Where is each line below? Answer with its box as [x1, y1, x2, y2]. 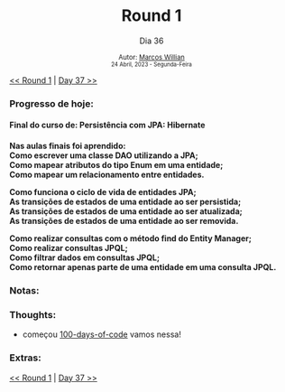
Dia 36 [139, 35, 164, 46]
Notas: [9, 284, 40, 296]
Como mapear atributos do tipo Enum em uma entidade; [9, 160, 224, 171]
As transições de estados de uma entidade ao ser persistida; [9, 196, 242, 208]
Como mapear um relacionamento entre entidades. [9, 169, 205, 181]
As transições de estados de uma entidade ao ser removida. [9, 216, 239, 227]
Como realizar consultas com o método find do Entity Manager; [9, 233, 253, 244]
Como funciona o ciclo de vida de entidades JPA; [9, 187, 197, 198]
